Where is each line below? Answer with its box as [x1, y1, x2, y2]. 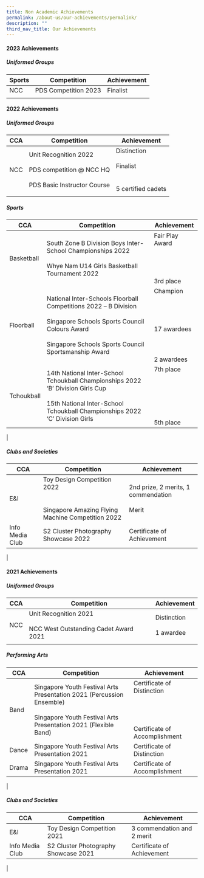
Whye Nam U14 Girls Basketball [46, 262, 138, 271]
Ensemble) [34, 697, 65, 706]
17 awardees [154, 325, 192, 333]
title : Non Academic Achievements [6, 9, 94, 15]
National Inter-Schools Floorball [46, 294, 138, 303]
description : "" [6, 20, 47, 26]
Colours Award [46, 325, 89, 333]
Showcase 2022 [42, 534, 90, 543]
